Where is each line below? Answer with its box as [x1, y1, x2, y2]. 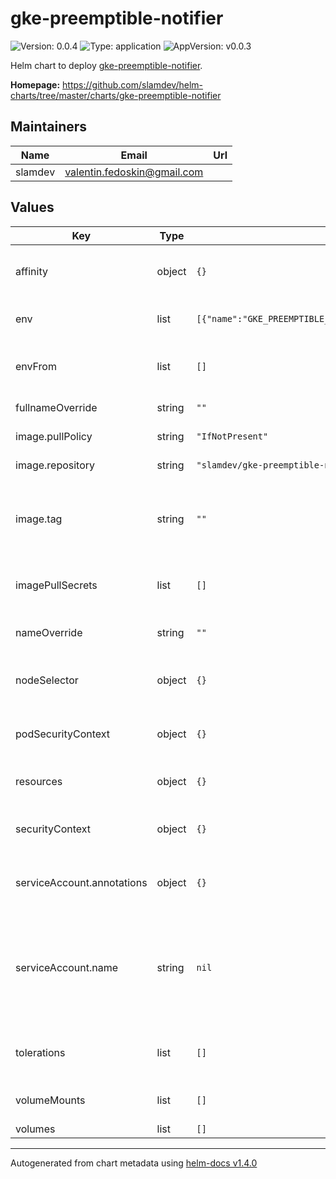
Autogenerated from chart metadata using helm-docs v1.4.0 [10, 1157, 258, 1169]
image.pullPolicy [15, 429, 93, 443]
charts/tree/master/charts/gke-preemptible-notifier [10, 89, 222, 101]
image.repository [15, 458, 96, 472]
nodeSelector [15, 673, 79, 687]
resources [15, 774, 63, 788]
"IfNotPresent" [196, 430, 269, 442]
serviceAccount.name [15, 960, 118, 974]
